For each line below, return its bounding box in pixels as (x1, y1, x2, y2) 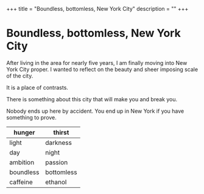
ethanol (45, 178, 67, 186)
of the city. (6, 72, 33, 79)
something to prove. (6, 113, 57, 121)
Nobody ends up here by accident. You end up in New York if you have (6, 107, 185, 115)
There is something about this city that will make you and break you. (6, 95, 178, 102)
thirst (53, 128, 69, 136)
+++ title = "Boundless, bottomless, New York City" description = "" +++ (6, 5, 189, 12)
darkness (45, 138, 72, 147)
